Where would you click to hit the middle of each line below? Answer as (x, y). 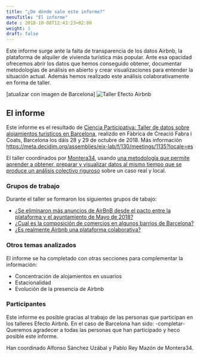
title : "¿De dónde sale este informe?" (56, 12)
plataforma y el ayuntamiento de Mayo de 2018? (74, 217)
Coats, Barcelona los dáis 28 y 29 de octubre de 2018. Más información (94, 140)
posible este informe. (32, 336)
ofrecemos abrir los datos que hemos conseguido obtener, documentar (94, 64)
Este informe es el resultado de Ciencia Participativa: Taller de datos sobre (98, 127)
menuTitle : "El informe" (37, 17)
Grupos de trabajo (33, 186)
